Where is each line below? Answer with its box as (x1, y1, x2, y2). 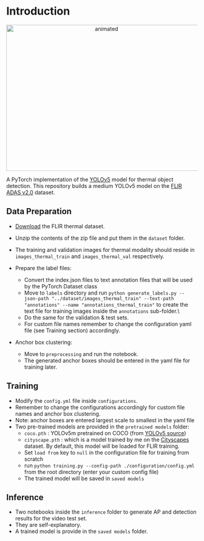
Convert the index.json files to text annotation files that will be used (24, 276, 193, 284)
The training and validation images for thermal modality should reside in (15, 246, 195, 253)
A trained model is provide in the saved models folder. (15, 528, 148, 535)
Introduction (6, 4, 70, 18)
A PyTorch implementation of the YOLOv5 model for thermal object (6, 175, 174, 183)
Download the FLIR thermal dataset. (15, 222, 105, 229)
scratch (24, 455, 44, 462)
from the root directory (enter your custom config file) (24, 468, 159, 475)
